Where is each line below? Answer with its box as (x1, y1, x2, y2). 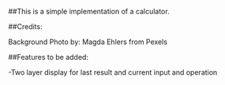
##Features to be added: (8, 53, 89, 61)
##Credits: (8, 22, 43, 31)
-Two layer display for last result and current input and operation (8, 68, 218, 77)
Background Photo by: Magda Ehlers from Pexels (8, 37, 168, 46)
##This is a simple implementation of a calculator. (8, 7, 170, 16)
